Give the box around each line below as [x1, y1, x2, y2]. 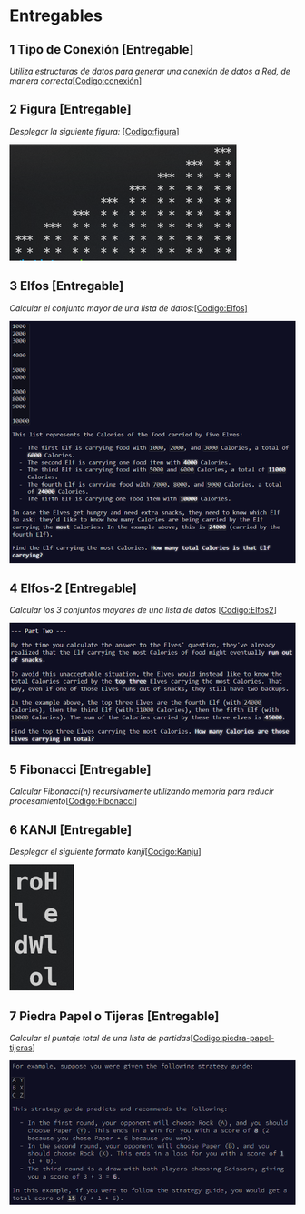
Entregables [9, 5, 103, 26]
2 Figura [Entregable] [9, 102, 132, 117]
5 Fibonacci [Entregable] [9, 761, 152, 778]
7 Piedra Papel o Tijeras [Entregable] [9, 1008, 220, 1024]
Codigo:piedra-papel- [192, 1032, 275, 1043]
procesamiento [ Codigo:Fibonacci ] [9, 796, 138, 807]
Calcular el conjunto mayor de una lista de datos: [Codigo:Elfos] [9, 302, 248, 314]
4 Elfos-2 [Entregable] [9, 580, 138, 596]
